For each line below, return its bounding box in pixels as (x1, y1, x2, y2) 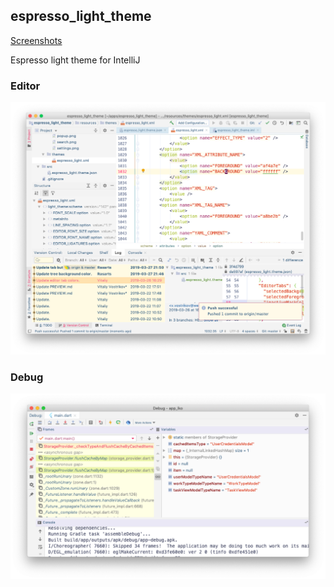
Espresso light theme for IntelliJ (10, 54, 141, 66)
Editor (10, 79, 41, 93)
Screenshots (10, 34, 63, 46)
